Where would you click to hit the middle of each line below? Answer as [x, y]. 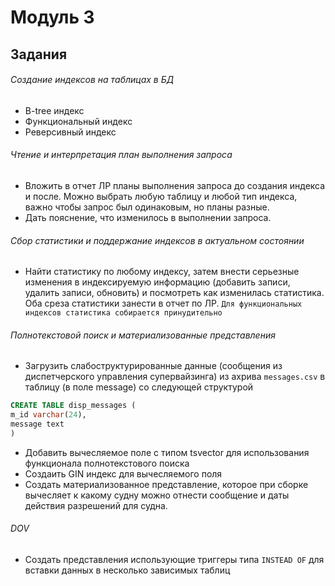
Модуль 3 [52, 17]
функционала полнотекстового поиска [107, 463]
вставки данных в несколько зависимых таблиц [127, 570]
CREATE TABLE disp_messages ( [73, 406]
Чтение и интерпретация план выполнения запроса [121, 155]
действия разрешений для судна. [96, 505]
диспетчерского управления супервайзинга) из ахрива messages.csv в [175, 377]
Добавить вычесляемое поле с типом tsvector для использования [167, 452]
